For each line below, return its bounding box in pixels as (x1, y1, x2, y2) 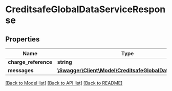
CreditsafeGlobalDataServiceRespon (5, 4, 166, 15)
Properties (5, 35, 40, 43)
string (57, 59, 73, 65)
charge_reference (8, 59, 53, 65)
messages (8, 67, 34, 74)
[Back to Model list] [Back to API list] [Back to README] (5, 80, 123, 86)
